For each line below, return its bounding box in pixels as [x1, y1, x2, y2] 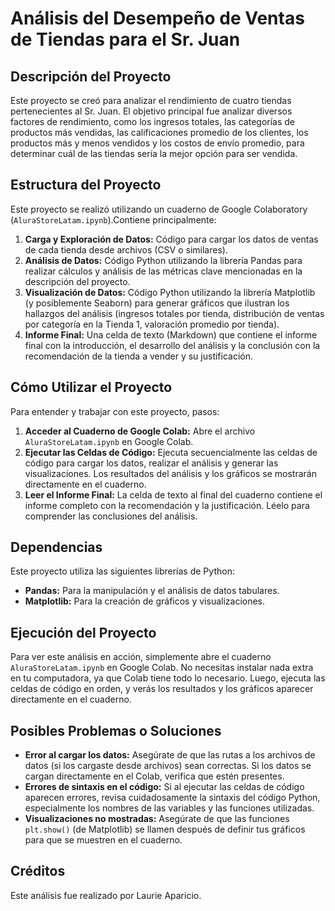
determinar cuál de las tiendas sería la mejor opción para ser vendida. [10, 148, 298, 159]
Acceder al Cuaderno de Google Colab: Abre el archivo [24, 425, 256, 437]
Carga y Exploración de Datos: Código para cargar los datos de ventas [24, 233, 319, 245]
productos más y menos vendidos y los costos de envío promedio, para [10, 137, 305, 149]
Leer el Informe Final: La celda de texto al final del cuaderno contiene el [24, 488, 323, 501]
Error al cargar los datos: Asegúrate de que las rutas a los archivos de [24, 749, 316, 761]
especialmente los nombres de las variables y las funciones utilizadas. [24, 802, 315, 814]
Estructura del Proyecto [10, 177, 162, 194]
